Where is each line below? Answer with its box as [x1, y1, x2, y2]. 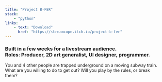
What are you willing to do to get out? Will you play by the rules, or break [5, 68, 150, 73]
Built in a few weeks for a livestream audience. [5, 45, 117, 52]
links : [5, 20, 18, 26]
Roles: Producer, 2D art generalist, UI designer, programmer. [5, 51, 150, 58]
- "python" [14, 16, 36, 21]
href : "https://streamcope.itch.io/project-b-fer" [17, 29, 123, 34]
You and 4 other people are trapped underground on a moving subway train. [5, 62, 158, 68]
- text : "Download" [14, 25, 53, 30]
